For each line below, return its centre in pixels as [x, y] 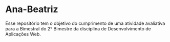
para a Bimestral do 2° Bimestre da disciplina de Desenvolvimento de [78, 28]
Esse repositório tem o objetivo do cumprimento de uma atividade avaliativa [85, 23]
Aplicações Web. [23, 34]
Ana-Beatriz [32, 9]
